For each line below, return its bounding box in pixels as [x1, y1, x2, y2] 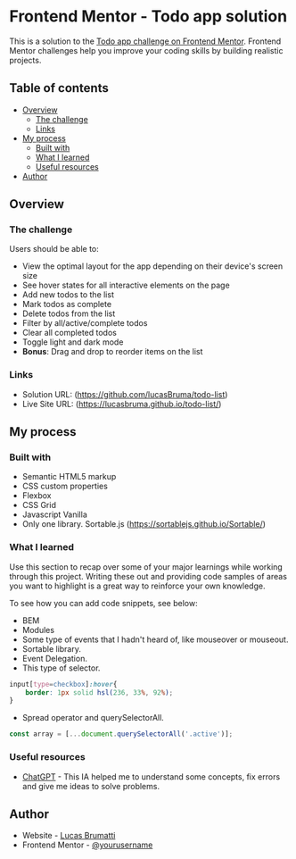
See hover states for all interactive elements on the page [21, 279, 230, 291]
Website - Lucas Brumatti [21, 830, 116, 841]
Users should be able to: [9, 244, 100, 254]
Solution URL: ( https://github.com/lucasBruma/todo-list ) [21, 388, 228, 399]
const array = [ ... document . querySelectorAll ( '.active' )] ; [9, 730, 234, 738]
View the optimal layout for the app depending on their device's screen [21, 261, 284, 271]
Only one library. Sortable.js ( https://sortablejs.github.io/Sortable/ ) [21, 519, 266, 530]
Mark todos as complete [21, 299, 112, 310]
